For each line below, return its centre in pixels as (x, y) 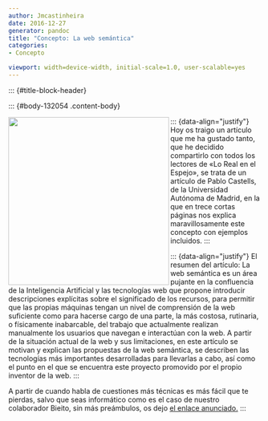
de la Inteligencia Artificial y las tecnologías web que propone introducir (127, 290)
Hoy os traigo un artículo (211, 130)
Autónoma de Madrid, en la (215, 198)
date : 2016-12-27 (37, 23)
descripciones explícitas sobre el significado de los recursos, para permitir (132, 298)
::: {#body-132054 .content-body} (64, 106)
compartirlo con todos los (213, 155)
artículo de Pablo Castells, (213, 180)
